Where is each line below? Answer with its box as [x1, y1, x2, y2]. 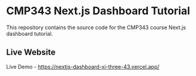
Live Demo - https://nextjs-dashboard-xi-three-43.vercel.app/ [6, 63, 160, 70]
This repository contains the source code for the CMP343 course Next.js [6, 24, 186, 31]
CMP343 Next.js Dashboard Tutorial [6, 4, 191, 18]
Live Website [6, 47, 56, 58]
